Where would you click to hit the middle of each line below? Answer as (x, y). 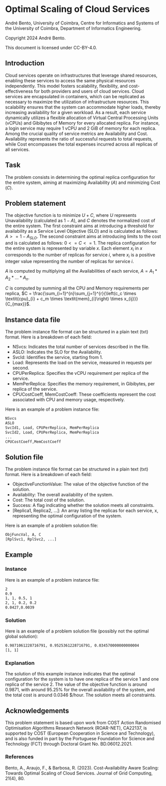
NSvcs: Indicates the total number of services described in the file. (81, 347)
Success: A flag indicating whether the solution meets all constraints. (83, 505)
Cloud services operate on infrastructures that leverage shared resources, (82, 75)
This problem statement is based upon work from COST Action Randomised (83, 723)
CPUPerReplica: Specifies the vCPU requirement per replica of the (81, 373)
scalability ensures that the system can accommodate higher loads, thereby (83, 107)
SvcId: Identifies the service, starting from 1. (58, 357)
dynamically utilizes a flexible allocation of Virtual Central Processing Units (82, 118)
